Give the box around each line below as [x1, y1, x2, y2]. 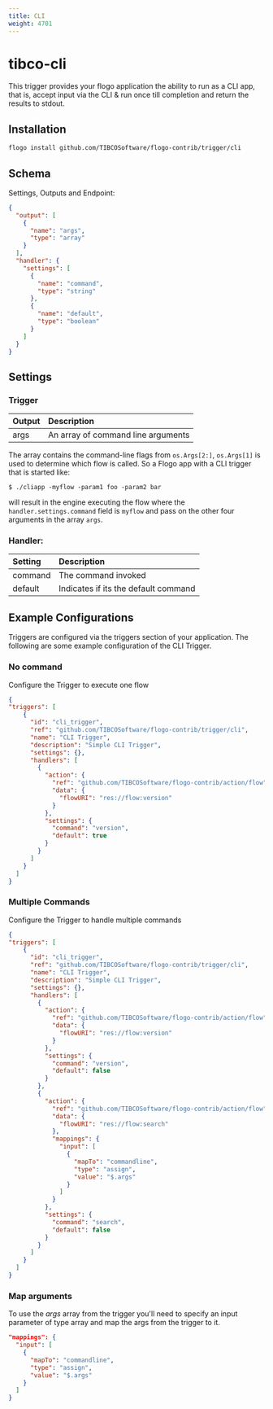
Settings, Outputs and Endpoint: [8, 188, 115, 198]
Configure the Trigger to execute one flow [8, 680, 149, 689]
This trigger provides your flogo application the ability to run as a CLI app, [8, 81, 256, 91]
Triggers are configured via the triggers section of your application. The [8, 632, 249, 642]
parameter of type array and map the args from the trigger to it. [8, 1318, 221, 1328]
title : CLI [8, 11, 45, 20]
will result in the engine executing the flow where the [8, 497, 185, 507]
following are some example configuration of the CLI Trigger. [8, 641, 212, 651]
